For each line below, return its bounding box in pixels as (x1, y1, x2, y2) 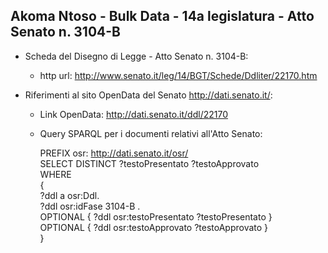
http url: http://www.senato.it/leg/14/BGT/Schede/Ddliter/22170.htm (39, 69, 318, 81)
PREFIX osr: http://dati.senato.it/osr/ (39, 147, 189, 159)
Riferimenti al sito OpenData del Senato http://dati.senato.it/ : (24, 89, 273, 101)
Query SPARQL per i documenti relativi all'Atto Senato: (39, 127, 263, 139)
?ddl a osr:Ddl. (39, 189, 100, 201)
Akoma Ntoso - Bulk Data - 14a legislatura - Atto (10, 8, 315, 25)
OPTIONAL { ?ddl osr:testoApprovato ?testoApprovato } (39, 221, 269, 233)
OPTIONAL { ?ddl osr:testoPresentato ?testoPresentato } (39, 210, 273, 223)
